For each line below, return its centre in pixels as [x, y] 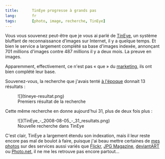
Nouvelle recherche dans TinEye [51, 126]
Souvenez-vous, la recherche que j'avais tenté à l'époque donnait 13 [75, 81]
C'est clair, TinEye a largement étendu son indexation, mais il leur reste [78, 136]
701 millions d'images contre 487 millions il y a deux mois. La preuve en [78, 52]
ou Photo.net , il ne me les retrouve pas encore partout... [62, 152]
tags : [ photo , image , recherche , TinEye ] [55, 21]
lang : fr [21, 16]
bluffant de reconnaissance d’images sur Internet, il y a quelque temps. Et [81, 41]
